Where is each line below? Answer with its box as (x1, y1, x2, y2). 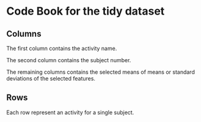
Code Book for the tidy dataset (6, 4, 165, 18)
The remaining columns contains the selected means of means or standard (6, 68, 196, 76)
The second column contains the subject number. (6, 57, 131, 63)
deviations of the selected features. (6, 75, 96, 82)
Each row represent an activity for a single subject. (6, 109, 134, 116)
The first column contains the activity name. (6, 45, 117, 52)
